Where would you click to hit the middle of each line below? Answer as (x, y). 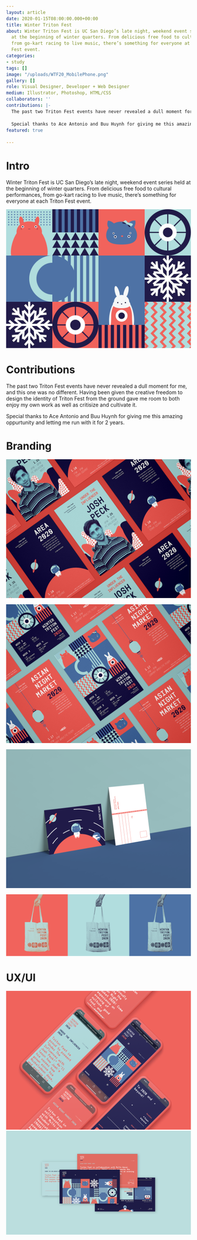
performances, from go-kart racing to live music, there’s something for (91, 195)
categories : (21, 56)
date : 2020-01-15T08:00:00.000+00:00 (52, 19)
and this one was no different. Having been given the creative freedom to (94, 392)
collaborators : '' (28, 99)
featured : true (25, 130)
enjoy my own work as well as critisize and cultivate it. (72, 405)
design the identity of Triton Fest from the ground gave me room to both (93, 399)
